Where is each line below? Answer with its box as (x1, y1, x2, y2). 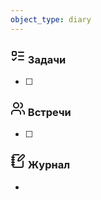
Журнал (27, 158, 71, 172)
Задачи (27, 52, 67, 66)
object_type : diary (10, 14, 92, 25)
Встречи (27, 105, 72, 119)
